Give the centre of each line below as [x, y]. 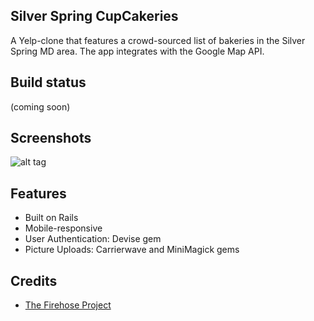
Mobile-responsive [63, 228]
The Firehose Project [68, 305]
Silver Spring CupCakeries [94, 16]
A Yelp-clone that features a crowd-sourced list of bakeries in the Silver [158, 40]
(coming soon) [40, 106]
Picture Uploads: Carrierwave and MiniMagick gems [132, 250]
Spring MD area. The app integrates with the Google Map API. [137, 51]
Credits [34, 280]
